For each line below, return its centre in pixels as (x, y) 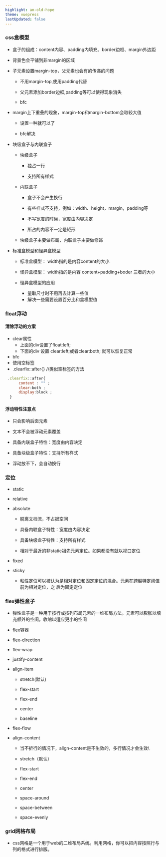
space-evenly (34, 817)
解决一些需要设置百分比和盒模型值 (62, 299)
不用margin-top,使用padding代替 (53, 81)
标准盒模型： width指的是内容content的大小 (65, 261)
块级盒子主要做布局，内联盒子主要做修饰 (61, 240)
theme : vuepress (22, 15)
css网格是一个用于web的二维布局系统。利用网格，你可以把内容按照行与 (86, 843)
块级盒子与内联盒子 (32, 144)
